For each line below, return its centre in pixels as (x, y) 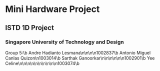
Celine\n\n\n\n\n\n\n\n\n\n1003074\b (42, 63)
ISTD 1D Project (29, 28)
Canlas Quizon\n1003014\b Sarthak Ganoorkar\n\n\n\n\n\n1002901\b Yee (80, 58)
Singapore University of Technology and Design (64, 42)
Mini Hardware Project (52, 9)
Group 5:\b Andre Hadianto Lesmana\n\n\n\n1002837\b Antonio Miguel (78, 52)
